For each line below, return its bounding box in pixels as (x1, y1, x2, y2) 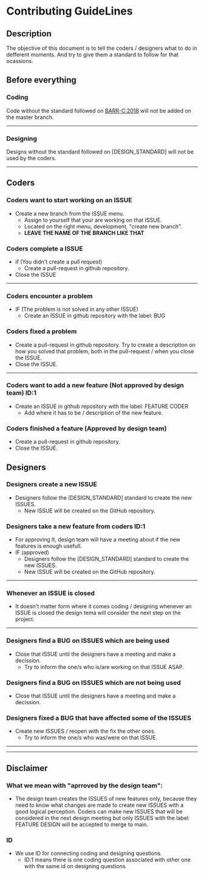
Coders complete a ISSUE (6, 244, 83, 253)
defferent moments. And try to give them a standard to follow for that (6, 51, 179, 58)
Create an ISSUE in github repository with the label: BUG (24, 312, 166, 319)
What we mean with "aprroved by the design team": (6, 781, 163, 790)
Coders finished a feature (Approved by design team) (6, 424, 167, 432)
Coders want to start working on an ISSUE (6, 196, 132, 205)
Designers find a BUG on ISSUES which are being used (6, 636, 170, 645)
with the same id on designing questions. (24, 863, 127, 870)
